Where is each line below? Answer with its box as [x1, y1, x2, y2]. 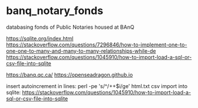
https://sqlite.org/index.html [6, 35, 74, 42]
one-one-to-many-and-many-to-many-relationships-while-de [6, 47, 156, 54]
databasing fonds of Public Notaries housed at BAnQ [6, 23, 134, 31]
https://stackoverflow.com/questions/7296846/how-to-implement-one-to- [6, 41, 187, 48]
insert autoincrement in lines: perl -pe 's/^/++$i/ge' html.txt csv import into [6, 82, 187, 89]
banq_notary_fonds [6, 4, 104, 18]
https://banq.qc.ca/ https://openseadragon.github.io [6, 71, 133, 78]
